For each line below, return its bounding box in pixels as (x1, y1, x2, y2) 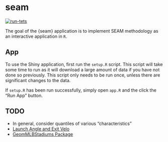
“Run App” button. (5, 92, 43, 98)
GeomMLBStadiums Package (12, 131, 73, 137)
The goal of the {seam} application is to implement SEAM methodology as (5, 28, 158, 34)
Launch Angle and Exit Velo (12, 125, 69, 132)
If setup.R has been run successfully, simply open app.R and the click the (5, 87, 157, 93)
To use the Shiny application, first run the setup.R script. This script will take (5, 61, 163, 67)
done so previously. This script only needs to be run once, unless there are (5, 72, 160, 78)
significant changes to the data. (5, 77, 71, 83)
